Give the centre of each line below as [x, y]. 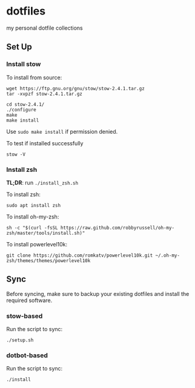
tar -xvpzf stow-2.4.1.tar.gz [45, 94]
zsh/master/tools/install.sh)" [46, 233]
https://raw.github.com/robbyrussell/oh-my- [117, 228]
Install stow [24, 64]
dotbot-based [27, 355]
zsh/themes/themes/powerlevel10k [48, 261]
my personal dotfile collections [45, 28]
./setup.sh [20, 340]
